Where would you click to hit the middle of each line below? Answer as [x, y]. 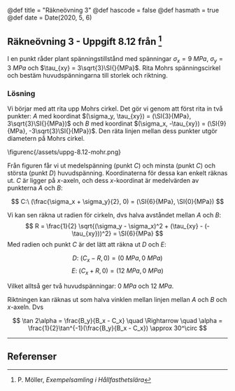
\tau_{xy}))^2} [92, 233]
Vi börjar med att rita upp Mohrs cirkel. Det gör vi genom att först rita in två [115, 109]
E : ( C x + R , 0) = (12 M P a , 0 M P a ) [117, 271]
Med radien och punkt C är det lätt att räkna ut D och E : [87, 244]
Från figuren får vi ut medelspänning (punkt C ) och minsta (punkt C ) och [111, 165]
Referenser [32, 356]
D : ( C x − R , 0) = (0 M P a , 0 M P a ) [117, 259]
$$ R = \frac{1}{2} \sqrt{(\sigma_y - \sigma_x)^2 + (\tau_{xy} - [114, 226]
